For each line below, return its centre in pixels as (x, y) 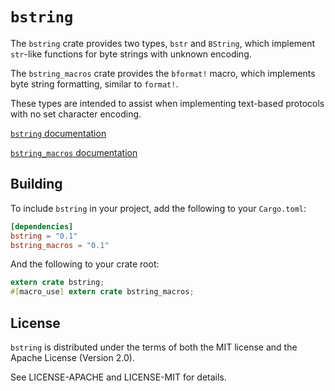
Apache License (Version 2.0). (72, 357)
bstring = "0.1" (44, 236)
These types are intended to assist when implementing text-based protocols (167, 103)
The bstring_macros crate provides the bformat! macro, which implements (163, 73)
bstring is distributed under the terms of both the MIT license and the (154, 347)
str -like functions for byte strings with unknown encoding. (131, 54)
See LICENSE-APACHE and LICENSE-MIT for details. (118, 377)
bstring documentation (58, 133)
